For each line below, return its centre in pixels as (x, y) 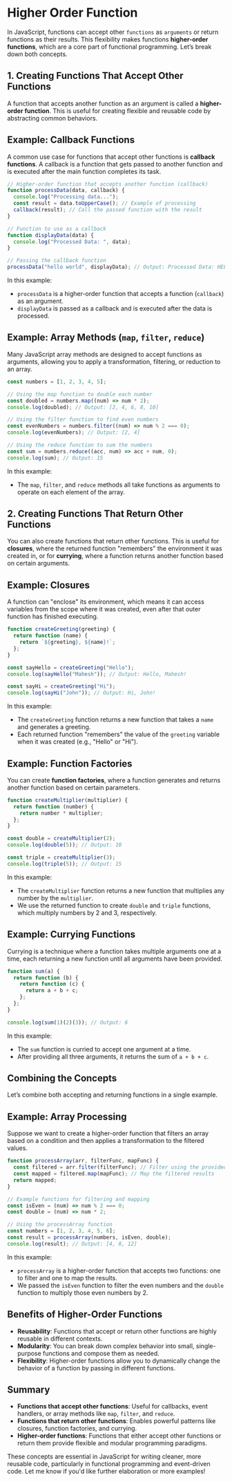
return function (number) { (54, 807)
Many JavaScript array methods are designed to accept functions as (105, 354)
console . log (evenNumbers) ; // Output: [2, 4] (74, 433)
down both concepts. (37, 54)
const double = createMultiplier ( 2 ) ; (61, 839)
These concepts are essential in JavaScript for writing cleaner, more (104, 1456)
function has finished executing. (53, 617)
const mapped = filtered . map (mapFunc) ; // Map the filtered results (114, 1174)
